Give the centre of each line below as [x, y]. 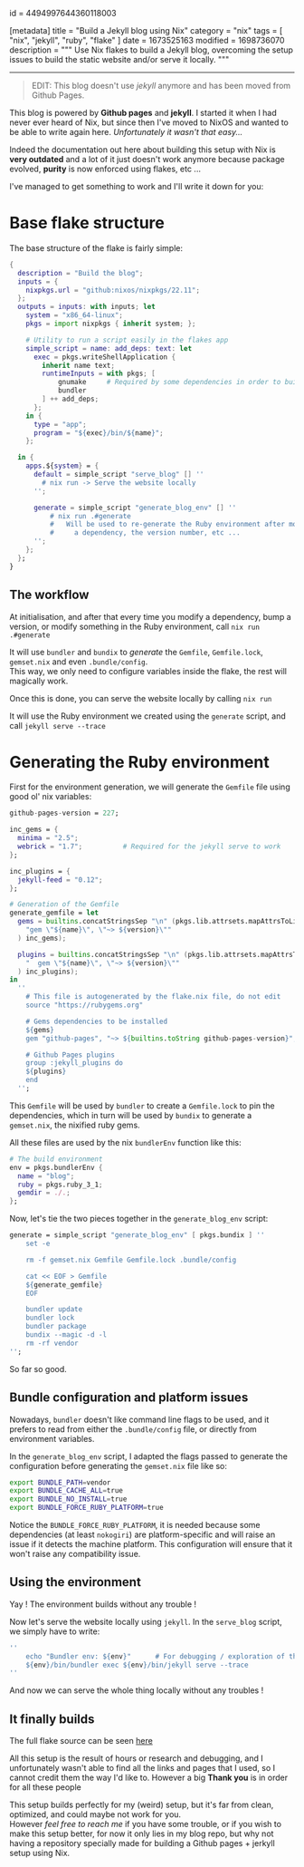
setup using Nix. [40, 1853]
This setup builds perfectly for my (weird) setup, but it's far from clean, [142, 1805]
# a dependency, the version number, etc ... [145, 533]
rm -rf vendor [52, 1343]
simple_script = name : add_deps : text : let [109, 348]
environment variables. [52, 1438]
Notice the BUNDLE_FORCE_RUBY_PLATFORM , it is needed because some [135, 1525]
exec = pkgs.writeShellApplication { [104, 357]
